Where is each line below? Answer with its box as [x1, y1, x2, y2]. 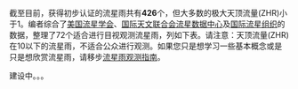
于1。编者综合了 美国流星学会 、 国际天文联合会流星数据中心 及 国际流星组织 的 [9, 19, 286, 29]
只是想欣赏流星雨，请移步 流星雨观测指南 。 [9, 52, 165, 62]
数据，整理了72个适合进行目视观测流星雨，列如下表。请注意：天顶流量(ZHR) [9, 30, 289, 40]
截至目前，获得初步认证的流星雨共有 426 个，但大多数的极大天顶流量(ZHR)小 [9, 8, 287, 18]
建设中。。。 [9, 70, 49, 81]
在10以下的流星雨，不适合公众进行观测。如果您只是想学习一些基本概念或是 [9, 41, 283, 51]
